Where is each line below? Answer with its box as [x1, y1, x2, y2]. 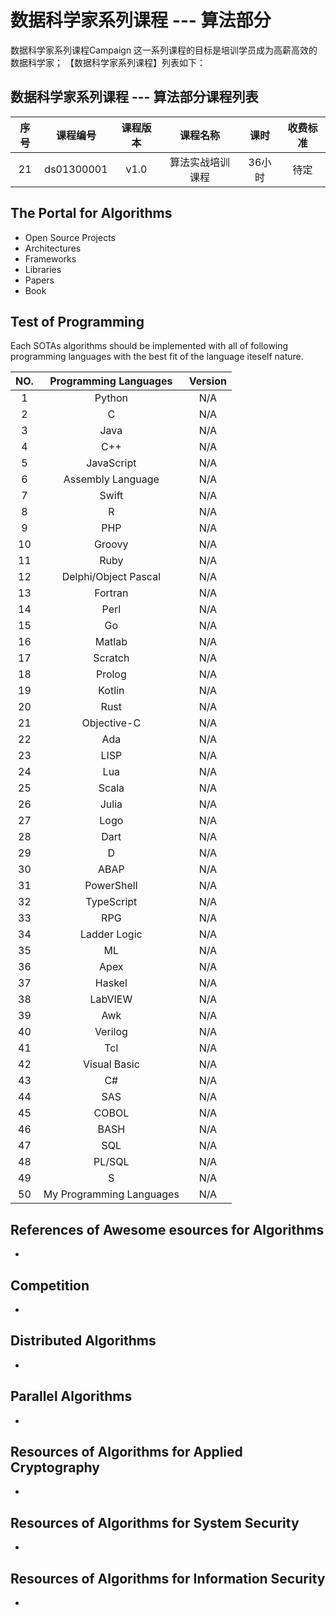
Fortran [94, 586, 129, 600]
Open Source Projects [24, 231, 116, 243]
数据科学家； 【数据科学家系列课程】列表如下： [10, 56, 206, 68]
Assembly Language [63, 472, 160, 486]
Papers [24, 274, 55, 286]
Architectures [24, 242, 82, 254]
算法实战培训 [169, 155, 231, 169]
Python [94, 391, 128, 405]
